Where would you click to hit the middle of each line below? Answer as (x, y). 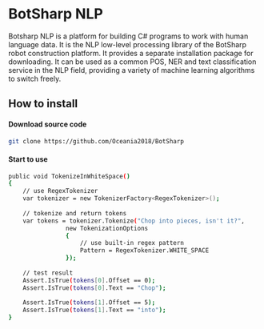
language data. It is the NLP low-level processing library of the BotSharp (127, 44)
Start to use (28, 159)
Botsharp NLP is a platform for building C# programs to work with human (128, 36)
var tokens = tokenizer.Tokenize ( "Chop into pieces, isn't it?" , (134, 221)
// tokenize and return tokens (75, 213)
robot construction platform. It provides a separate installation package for (131, 53)
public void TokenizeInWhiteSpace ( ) (69, 176)
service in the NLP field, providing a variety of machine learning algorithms (132, 70)
